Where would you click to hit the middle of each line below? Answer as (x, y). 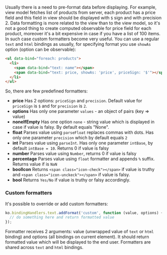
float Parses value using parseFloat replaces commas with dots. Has (83, 132)
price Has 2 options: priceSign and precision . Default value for (77, 101)
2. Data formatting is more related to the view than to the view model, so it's (83, 23)
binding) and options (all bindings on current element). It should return (77, 237)
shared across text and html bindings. (44, 248)
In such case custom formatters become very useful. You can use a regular (82, 39)
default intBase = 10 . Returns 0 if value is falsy (61, 148)
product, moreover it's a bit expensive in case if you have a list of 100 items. (83, 34)
